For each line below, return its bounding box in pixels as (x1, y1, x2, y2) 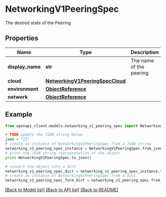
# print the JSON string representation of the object (5, 151, 121, 156)
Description (130, 48, 159, 55)
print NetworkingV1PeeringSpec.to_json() (5, 155, 92, 160)
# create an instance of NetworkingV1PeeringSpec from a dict (5, 173, 136, 178)
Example (5, 110, 33, 119)
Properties (5, 34, 39, 42)
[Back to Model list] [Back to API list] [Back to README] (5, 187, 119, 193)
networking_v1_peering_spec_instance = (5, 146, 87, 151)
